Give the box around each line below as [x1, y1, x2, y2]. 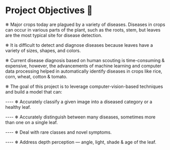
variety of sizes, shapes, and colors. [5, 47, 81, 53]
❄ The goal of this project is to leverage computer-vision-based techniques [5, 83, 163, 89]
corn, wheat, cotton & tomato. [5, 73, 67, 79]
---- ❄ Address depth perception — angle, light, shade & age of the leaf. [5, 139, 156, 145]
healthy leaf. [5, 104, 31, 110]
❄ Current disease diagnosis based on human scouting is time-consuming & [5, 57, 165, 63]
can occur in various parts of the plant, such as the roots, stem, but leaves [5, 26, 161, 33]
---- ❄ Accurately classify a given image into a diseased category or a [5, 99, 152, 105]
